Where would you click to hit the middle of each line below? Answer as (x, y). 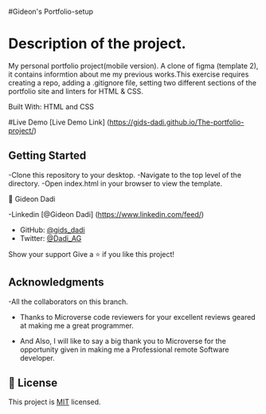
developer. (37, 357)
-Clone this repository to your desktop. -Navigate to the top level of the (125, 175)
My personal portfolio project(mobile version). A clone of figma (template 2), (133, 65)
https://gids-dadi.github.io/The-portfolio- (177, 122)
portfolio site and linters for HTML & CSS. (76, 91)
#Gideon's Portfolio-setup (51, 12)
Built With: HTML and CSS (51, 106)
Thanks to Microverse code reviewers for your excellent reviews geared (138, 317)
